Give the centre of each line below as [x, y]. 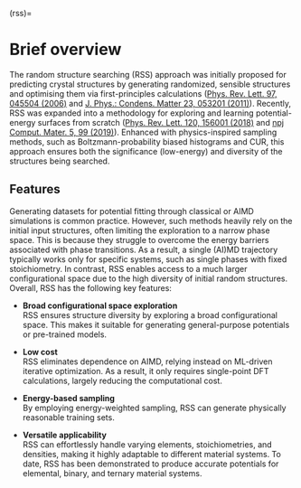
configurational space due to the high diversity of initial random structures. [148, 278]
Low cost [40, 352]
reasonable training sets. [68, 417]
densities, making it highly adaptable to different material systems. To [152, 454]
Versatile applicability [64, 435]
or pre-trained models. [64, 334]
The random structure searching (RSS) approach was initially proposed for [148, 74]
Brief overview [66, 50]
